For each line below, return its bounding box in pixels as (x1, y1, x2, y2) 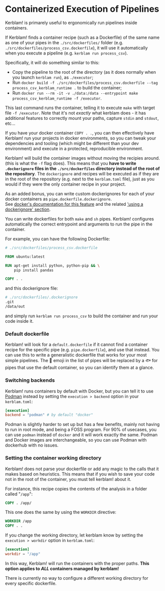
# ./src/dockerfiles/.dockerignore (5, 295, 78, 300)
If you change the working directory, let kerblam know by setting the (5, 532, 143, 538)
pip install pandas (14, 268, 54, 273)
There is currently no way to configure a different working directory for (5, 575, 148, 581)
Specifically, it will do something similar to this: (5, 59, 100, 65)
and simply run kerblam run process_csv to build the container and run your (5, 313, 158, 319)
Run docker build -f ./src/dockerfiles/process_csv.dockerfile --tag (12, 80, 158, 85)
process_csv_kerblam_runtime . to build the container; (12, 84, 122, 90)
